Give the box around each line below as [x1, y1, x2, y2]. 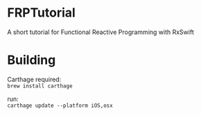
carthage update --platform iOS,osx [7, 102, 113, 109]
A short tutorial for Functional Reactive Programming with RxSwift [7, 28, 194, 36]
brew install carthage [7, 82, 73, 90]
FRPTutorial [7, 5, 76, 21]
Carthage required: [7, 75, 62, 83]
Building [7, 52, 56, 68]
